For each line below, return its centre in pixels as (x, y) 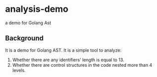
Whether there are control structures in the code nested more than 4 (82, 65)
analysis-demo (37, 9)
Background (24, 38)
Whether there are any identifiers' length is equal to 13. (68, 60)
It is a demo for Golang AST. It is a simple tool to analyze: (63, 50)
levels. (19, 70)
